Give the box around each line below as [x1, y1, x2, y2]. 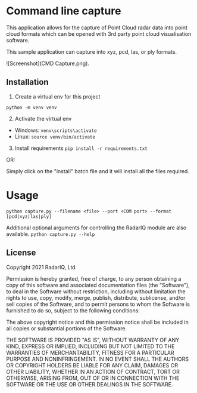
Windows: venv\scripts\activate [14, 127, 97, 134]
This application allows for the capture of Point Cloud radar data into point [6, 24, 187, 31]
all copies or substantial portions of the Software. [6, 324, 127, 332]
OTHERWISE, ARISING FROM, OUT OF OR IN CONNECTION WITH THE [6, 374, 180, 382]
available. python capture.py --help [6, 230, 95, 237]
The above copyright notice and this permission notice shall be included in [6, 318, 189, 326]
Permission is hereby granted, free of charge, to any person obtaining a [6, 275, 182, 282]
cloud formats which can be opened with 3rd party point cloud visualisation [6, 30, 192, 37]
